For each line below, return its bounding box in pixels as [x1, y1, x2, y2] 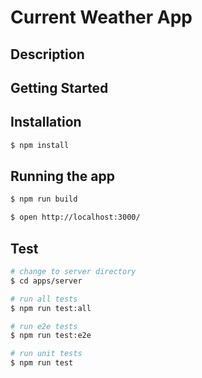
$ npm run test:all [10, 303, 92, 313]
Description [10, 46, 85, 63]
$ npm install [10, 140, 70, 150]
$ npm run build [10, 194, 78, 205]
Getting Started [10, 79, 109, 96]
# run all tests [10, 294, 78, 304]
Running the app [10, 168, 115, 185]
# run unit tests [10, 349, 83, 359]
